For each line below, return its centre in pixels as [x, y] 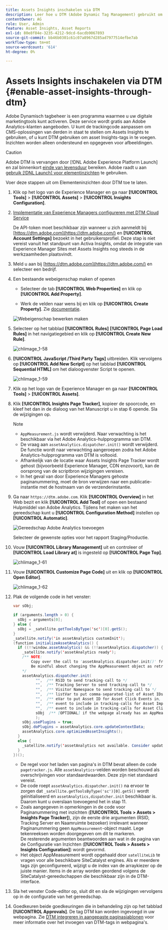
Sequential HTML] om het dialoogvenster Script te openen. [74, 369]
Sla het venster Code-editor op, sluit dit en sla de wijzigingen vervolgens [88, 891]
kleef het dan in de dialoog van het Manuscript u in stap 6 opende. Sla [85, 409]
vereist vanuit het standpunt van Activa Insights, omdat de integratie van [87, 244]
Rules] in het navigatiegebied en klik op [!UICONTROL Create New [82, 334]
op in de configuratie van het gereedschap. [57, 897]
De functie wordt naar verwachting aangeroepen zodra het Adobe [88, 450]
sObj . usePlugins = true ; [48, 722]
